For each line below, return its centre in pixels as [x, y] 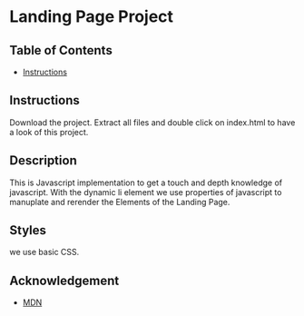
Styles [28, 230]
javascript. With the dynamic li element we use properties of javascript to [146, 192]
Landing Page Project [92, 17]
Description [43, 161]
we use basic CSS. [44, 252]
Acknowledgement [64, 280]
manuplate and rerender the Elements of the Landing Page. [120, 202]
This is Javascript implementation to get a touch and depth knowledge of [146, 183]
